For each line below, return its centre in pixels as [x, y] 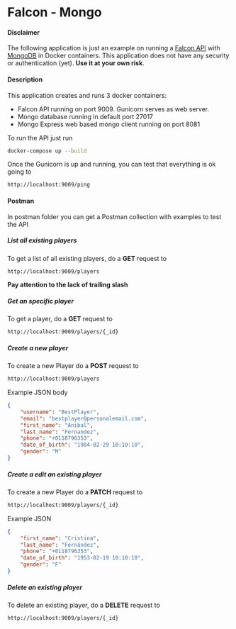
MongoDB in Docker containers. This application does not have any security [118, 56]
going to [19, 172]
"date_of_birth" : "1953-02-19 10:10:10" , [82, 558]
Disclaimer [24, 32]
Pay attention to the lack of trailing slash [68, 285]
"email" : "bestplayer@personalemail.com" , [84, 418]
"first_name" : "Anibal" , [57, 425]
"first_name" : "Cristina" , [60, 538]
